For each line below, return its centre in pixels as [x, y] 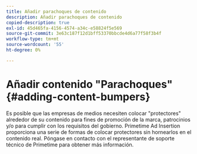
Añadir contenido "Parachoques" [89, 84]
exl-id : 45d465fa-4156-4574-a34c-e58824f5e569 [64, 28]
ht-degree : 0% [24, 50]
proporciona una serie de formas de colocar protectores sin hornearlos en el [99, 132]
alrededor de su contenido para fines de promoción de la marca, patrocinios [98, 119]
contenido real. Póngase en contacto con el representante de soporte [90, 138]
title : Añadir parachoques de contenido [56, 12]
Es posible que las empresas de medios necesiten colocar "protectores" [94, 113]
